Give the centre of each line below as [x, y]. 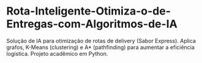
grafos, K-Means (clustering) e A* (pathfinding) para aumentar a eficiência [100, 47]
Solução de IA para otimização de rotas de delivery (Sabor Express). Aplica [101, 41]
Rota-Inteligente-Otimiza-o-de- [89, 11]
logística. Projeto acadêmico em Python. [57, 53]
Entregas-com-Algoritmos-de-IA [92, 24]
